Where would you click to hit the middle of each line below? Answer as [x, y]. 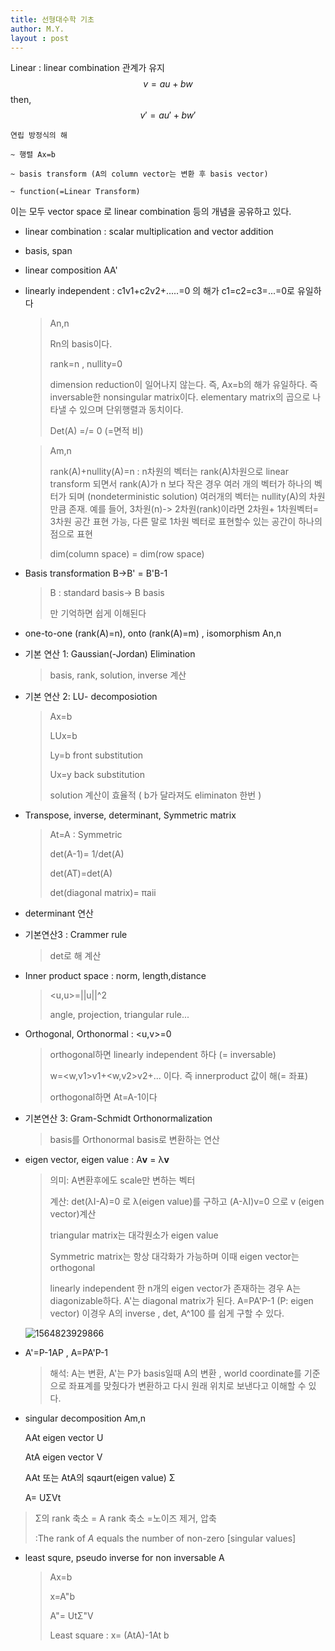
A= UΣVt [43, 1498]
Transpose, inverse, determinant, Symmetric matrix [130, 815]
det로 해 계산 [75, 956]
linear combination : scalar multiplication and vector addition [149, 232]
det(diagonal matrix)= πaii [103, 893]
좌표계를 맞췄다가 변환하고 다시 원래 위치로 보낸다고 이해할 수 [187, 1386]
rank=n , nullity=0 [86, 364]
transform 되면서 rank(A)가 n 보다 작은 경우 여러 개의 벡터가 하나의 [181, 484]
